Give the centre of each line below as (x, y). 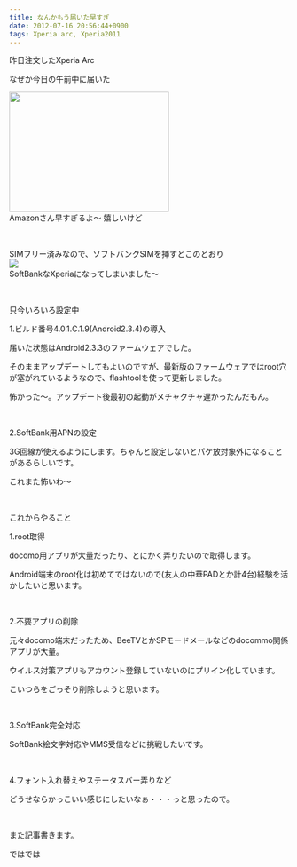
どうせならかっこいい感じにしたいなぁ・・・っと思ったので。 (122, 799)
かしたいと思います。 (48, 585)
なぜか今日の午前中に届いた (60, 79)
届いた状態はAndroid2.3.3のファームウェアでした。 (103, 348)
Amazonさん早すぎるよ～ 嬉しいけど (76, 218)
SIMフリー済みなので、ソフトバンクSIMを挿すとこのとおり (117, 254)
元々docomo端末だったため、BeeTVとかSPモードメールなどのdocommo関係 (149, 640)
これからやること (40, 518)
